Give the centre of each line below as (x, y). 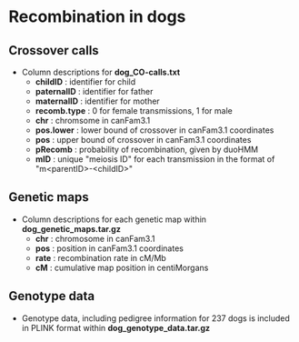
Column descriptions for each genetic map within (114, 219)
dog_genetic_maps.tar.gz (71, 228)
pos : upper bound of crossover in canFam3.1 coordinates (143, 140)
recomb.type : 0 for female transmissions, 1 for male (134, 111)
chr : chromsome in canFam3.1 (93, 121)
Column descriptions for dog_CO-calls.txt (101, 72)
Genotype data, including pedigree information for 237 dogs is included (155, 318)
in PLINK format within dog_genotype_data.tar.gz (116, 327)
